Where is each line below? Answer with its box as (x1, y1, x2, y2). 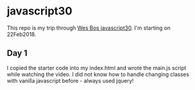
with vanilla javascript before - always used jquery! (7, 77, 134, 84)
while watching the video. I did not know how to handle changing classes (7, 71, 190, 78)
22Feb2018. (7, 30, 36, 37)
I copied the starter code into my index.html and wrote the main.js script (7, 64, 187, 71)
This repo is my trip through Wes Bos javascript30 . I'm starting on (7, 24, 171, 31)
